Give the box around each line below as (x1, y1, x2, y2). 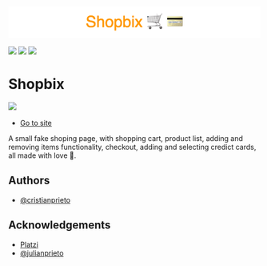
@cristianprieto (19, 195, 70, 204)
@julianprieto (19, 248, 64, 258)
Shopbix (8, 75, 66, 94)
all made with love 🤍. (8, 151, 77, 160)
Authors (8, 174, 50, 187)
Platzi (19, 240, 38, 249)
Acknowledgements (8, 219, 111, 232)
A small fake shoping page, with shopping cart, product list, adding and (8, 133, 244, 143)
